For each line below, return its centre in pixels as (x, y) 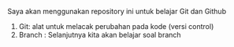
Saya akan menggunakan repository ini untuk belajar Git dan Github (117, 11)
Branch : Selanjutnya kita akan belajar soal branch (100, 35)
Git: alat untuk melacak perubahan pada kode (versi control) (116, 26)
